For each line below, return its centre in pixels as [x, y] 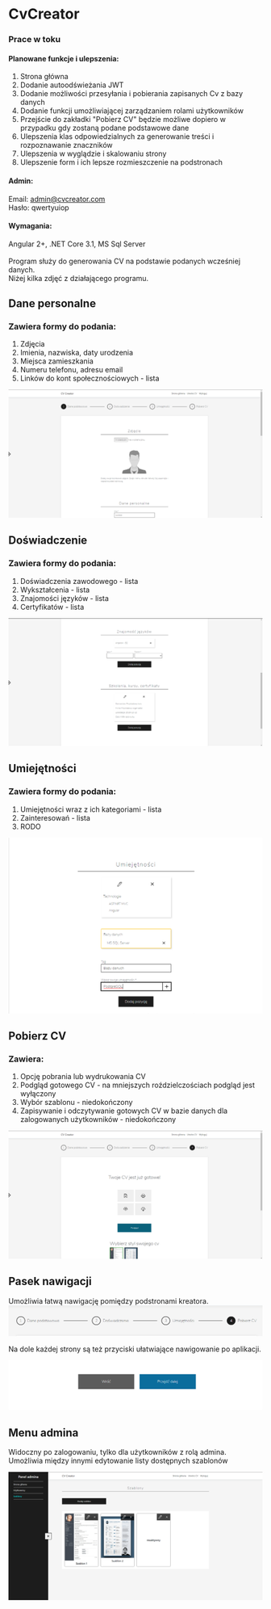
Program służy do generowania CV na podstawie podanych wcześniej [124, 261]
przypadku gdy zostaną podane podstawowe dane [104, 128]
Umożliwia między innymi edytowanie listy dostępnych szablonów [118, 1460]
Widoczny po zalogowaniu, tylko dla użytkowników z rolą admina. [118, 1451]
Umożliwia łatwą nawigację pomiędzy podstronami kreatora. [108, 1300]
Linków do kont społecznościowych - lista [90, 378]
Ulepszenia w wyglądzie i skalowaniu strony [93, 153]
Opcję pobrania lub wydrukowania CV [83, 1077]
